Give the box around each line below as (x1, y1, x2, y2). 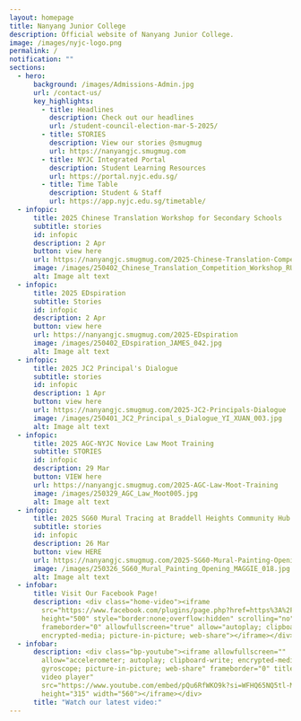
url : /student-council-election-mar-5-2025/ (48, 122, 219, 131)
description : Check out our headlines (48, 113, 194, 122)
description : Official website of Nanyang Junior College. (9, 30, 235, 39)
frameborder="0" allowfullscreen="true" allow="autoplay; (41, 622, 262, 631)
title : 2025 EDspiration (32, 288, 126, 297)
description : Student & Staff (48, 189, 163, 198)
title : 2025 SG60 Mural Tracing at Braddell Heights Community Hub (32, 514, 291, 523)
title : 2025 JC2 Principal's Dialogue (32, 364, 178, 373)
